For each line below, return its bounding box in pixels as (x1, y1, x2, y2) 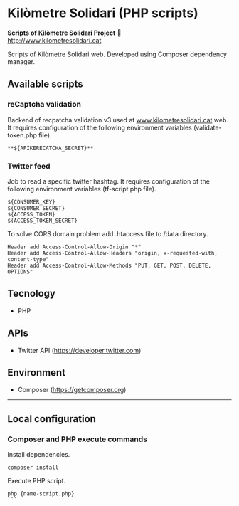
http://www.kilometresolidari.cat (7, 36, 102, 44)
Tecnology (7, 288, 55, 300)
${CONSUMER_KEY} (7, 198, 55, 206)
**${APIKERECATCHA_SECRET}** (7, 144, 94, 152)
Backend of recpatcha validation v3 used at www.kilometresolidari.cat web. (7, 115, 229, 124)
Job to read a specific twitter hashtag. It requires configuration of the (7, 176, 210, 186)
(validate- (193, 123, 222, 132)
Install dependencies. (7, 450, 70, 459)
